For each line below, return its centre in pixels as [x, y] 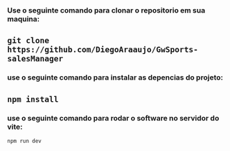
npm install [33, 99]
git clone [28, 41]
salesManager [35, 59]
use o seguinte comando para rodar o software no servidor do [113, 118]
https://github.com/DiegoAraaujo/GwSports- [103, 50]
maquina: [24, 19]
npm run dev [24, 141]
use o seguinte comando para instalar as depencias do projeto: [115, 78]
